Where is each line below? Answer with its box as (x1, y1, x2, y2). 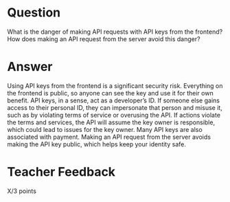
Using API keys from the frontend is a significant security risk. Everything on (7, 81, 223, 90)
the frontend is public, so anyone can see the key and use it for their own (7, 89, 214, 97)
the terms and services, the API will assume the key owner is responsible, (7, 118, 215, 126)
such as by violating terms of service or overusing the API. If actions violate (7, 111, 221, 119)
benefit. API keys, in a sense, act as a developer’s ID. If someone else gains (7, 96, 220, 104)
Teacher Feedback (7, 164, 115, 180)
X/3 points (7, 187, 36, 195)
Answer (7, 59, 53, 75)
